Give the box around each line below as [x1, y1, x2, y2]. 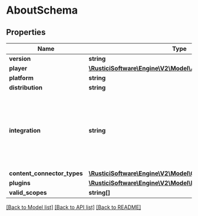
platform [9, 74, 34, 82]
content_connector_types [9, 169, 84, 178]
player [9, 65, 28, 72]
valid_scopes [9, 189, 47, 196]
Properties [6, 27, 46, 37]
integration [9, 127, 41, 134]
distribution [9, 83, 43, 92]
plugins [9, 179, 31, 187]
